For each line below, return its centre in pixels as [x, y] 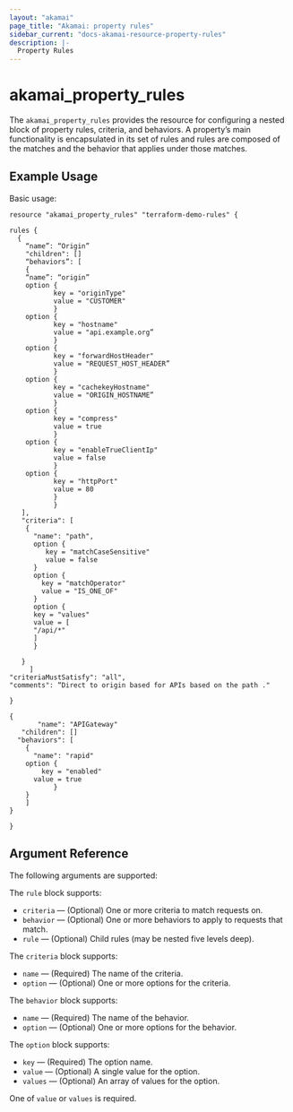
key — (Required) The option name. [87, 1062]
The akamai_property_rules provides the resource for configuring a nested [147, 120]
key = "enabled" [72, 772]
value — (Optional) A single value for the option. [111, 1071]
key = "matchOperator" [84, 583]
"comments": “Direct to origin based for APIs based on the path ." [140, 685]
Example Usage [54, 177]
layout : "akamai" [42, 17]
